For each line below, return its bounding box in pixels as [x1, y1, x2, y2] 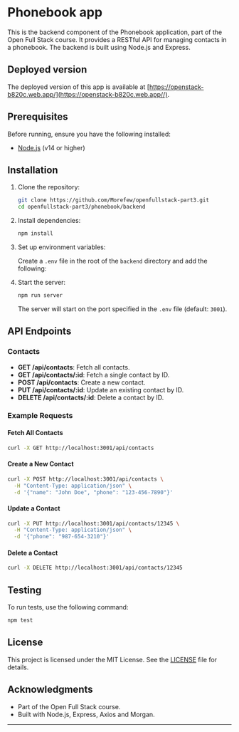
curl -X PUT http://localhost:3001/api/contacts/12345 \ [7, 520, 180, 527]
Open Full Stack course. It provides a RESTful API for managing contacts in [7, 35, 227, 43]
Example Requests [7, 411, 73, 421]
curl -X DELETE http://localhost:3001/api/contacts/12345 [7, 564, 183, 572]
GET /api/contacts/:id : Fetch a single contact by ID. [17, 370, 170, 379]
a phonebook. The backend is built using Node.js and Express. [7, 43, 191, 51]
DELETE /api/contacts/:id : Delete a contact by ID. [17, 393, 164, 402]
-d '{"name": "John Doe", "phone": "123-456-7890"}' [14, 488, 174, 496]
